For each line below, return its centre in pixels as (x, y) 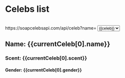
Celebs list (27, 9)
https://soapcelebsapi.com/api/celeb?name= (51, 28)
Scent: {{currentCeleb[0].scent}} (46, 58)
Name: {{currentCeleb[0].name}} (58, 44)
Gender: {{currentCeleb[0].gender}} (43, 70)
